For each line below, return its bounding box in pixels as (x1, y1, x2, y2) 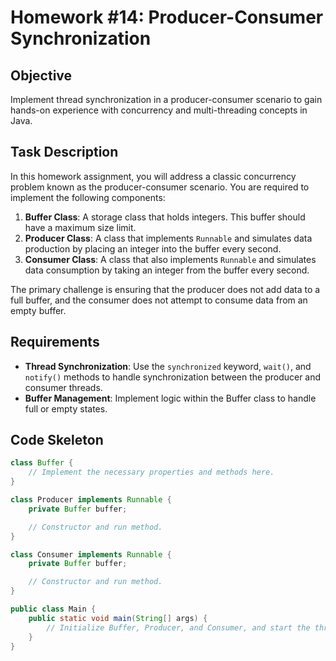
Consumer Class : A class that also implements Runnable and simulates (24, 253, 317, 265)
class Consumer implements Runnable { (10, 549, 172, 560)
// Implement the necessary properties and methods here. (28, 467, 275, 478)
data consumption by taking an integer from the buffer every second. (24, 264, 310, 276)
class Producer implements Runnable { (10, 495, 172, 505)
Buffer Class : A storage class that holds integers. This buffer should (24, 211, 306, 223)
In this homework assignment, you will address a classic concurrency (10, 170, 297, 182)
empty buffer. (10, 304, 67, 316)
